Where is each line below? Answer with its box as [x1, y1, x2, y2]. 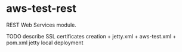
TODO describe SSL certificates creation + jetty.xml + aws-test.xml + [6, 32, 177, 40]
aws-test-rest [6, 2, 76, 15]
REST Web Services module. [6, 21, 76, 28]
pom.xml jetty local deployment [6, 39, 84, 46]
